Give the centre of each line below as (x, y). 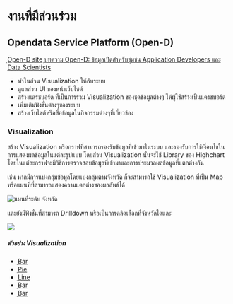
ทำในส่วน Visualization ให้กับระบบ (61, 81)
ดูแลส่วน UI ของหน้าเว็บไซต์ (50, 89)
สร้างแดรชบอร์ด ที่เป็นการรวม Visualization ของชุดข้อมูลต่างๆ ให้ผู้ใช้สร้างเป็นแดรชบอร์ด (121, 97)
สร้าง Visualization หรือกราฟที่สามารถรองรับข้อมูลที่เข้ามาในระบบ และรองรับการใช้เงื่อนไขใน (116, 147)
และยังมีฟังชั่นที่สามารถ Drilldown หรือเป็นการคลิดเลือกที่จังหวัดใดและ (89, 214)
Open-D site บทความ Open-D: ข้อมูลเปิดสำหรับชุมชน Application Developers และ (114, 59)
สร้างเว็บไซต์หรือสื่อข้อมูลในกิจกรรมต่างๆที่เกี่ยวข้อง (76, 113)
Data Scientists (29, 67)
